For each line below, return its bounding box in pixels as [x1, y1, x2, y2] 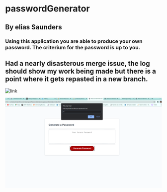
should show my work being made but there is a [5, 67, 157, 75]
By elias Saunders [5, 23, 62, 31]
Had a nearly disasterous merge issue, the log [5, 59, 150, 68]
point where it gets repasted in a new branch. [5, 75, 148, 83]
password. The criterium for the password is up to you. [5, 44, 141, 51]
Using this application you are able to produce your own [5, 38, 143, 45]
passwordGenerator [5, 3, 90, 14]
